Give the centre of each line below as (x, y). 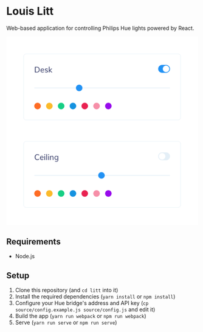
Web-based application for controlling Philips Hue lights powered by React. (100, 28)
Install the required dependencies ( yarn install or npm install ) (95, 297)
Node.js (25, 256)
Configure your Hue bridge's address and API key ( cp (82, 303)
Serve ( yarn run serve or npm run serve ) (66, 323)
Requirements (33, 242)
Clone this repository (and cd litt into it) (67, 290)
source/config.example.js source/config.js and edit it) (85, 309)
